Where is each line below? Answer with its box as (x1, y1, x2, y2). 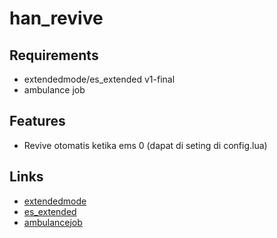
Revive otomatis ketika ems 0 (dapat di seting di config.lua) (23, 139, 268, 151)
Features (9, 113, 66, 130)
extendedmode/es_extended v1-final (23, 73, 176, 85)
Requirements (9, 47, 99, 64)
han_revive (9, 7, 104, 30)
